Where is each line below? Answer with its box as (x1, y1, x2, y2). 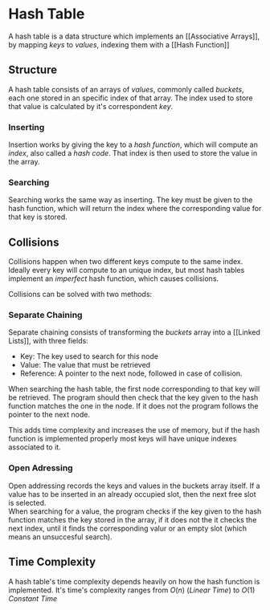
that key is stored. (8, 212, 68, 222)
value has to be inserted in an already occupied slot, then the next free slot (8, 489, 256, 498)
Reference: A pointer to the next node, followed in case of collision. (19, 368, 243, 378)
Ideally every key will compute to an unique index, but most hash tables (8, 266, 245, 275)
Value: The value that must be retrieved (19, 360, 151, 370)
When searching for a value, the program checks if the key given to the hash (8, 506, 262, 516)
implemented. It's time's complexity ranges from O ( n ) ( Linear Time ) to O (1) (8, 585, 256, 595)
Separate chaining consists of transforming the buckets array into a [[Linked (8, 327, 261, 337)
